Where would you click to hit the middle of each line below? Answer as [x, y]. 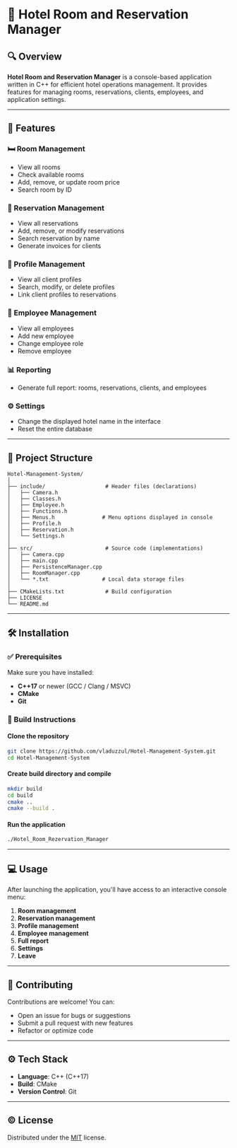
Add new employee [45, 336]
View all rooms [39, 167]
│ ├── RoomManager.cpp [44, 573]
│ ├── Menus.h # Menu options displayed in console [110, 517]
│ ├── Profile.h [34, 523]
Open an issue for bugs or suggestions [74, 1015]
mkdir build [25, 789]
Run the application [36, 824]
